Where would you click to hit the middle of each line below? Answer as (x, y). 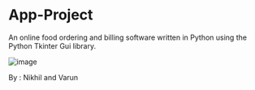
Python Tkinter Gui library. (52, 45)
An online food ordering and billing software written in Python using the (128, 37)
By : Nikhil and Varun (43, 77)
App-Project (51, 15)
